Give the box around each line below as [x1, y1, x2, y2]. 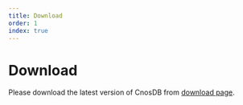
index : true [8, 26, 48, 34]
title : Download [8, 11, 63, 20]
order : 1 [8, 19, 38, 27]
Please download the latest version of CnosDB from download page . [8, 87, 235, 97]
